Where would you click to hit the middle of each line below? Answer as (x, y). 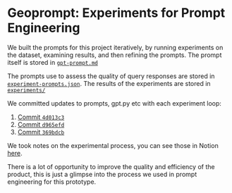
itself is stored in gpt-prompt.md (53, 62)
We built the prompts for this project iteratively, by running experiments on (115, 47)
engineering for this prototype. (52, 182)
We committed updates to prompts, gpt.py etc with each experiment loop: (115, 103)
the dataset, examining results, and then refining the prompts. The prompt (115, 55)
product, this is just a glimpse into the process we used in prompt (102, 174)
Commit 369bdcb (41, 132)
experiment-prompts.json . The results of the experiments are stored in (109, 83)
